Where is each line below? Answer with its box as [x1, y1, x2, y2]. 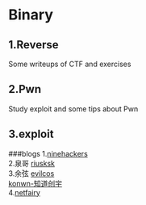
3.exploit [8, 128, 54, 141]
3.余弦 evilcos [8, 168, 55, 178]
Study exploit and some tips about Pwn [8, 103, 139, 114]
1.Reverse [8, 38, 59, 52]
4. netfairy [8, 187, 40, 197]
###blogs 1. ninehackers [8, 149, 89, 158]
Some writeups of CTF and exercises [8, 59, 131, 69]
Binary [8, 6, 54, 24]
